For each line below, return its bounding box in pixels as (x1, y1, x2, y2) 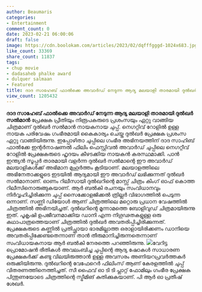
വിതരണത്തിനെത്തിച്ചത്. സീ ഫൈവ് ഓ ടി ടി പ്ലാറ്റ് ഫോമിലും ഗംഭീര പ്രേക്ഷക (6, 266, 191, 273)
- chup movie (6, 65, 39, 71)
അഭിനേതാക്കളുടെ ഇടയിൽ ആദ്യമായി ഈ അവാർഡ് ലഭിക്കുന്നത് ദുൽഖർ (6, 170, 185, 178)
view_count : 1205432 (6, 93, 58, 99)
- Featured (6, 82, 34, 88)
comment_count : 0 (6, 25, 50, 32)
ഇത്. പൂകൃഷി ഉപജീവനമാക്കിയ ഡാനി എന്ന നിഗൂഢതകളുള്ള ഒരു (6, 211, 161, 218)
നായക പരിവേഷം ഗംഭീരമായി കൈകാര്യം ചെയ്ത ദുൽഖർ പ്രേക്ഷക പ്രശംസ (6, 130, 186, 137)
